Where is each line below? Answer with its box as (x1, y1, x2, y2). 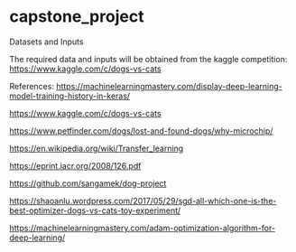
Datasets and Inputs (9, 36, 84, 47)
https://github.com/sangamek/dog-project (9, 178, 167, 189)
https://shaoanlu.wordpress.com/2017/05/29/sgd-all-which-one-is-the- (9, 195, 277, 206)
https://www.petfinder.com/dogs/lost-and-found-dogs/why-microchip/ (9, 125, 273, 136)
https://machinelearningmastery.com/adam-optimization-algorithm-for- (9, 222, 276, 233)
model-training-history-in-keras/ (9, 90, 131, 101)
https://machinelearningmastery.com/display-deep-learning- (55, 80, 282, 91)
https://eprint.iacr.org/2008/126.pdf (9, 160, 142, 171)
